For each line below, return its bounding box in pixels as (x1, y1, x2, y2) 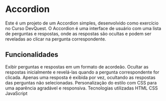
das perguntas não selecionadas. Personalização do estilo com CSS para (5, 79, 157, 85)
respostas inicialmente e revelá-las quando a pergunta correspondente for (5, 69, 159, 75)
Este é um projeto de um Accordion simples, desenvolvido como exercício (5, 20, 159, 26)
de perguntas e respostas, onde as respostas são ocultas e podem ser (5, 30, 152, 36)
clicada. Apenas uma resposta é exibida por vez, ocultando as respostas (5, 74, 156, 80)
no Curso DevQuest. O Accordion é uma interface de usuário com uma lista (5, 25, 161, 31)
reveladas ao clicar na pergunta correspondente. (5, 36, 107, 42)
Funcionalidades (5, 50, 59, 59)
